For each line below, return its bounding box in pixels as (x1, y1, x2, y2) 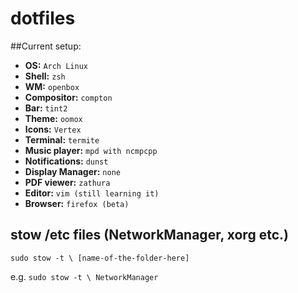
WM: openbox (24, 80, 80, 92)
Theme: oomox (24, 112, 83, 124)
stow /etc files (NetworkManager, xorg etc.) (10, 227, 289, 244)
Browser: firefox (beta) (24, 197, 130, 209)
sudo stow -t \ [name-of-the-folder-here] (10, 253, 190, 263)
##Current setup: (10, 40, 82, 52)
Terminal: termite (24, 133, 100, 146)
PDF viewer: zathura (24, 176, 111, 188)
